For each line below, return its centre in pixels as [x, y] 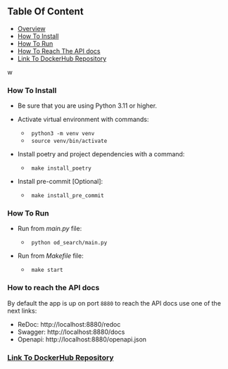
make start [47, 270]
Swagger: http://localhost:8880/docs [71, 332]
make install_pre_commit [68, 196]
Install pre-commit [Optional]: [60, 182]
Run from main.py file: [50, 229]
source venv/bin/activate [69, 141]
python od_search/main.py [69, 243]
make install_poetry [61, 168]
